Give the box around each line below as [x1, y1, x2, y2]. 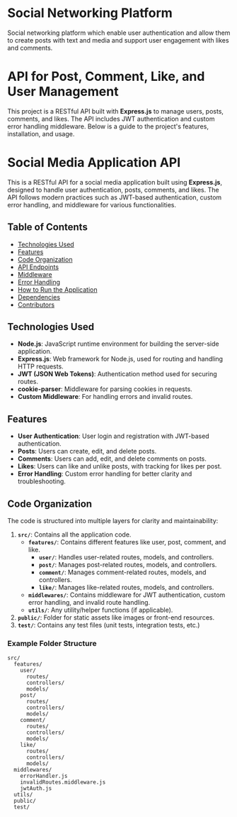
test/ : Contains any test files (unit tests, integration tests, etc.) [17, 621, 200, 630]
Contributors [17, 300, 55, 309]
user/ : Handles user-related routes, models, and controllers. [38, 553, 214, 561]
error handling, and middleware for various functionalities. [7, 200, 177, 209]
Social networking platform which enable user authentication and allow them [7, 28, 231, 37]
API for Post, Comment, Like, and [7, 69, 205, 84]
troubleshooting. [17, 477, 66, 486]
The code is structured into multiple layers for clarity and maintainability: [7, 517, 219, 525]
